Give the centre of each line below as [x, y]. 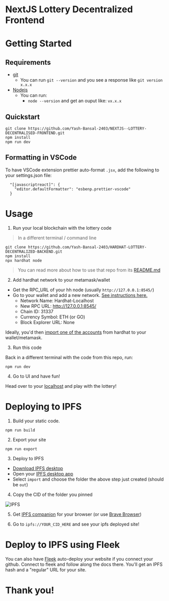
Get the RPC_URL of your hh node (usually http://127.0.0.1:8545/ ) [83, 290]
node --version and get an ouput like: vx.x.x [75, 101]
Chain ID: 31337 [37, 311]
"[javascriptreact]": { [35, 185]
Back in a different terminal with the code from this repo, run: [69, 357]
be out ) [20, 484]
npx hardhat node [24, 260]
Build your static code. [36, 421]
